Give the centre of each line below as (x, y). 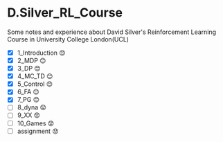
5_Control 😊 (35, 84)
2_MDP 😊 (32, 61)
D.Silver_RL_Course (65, 13)
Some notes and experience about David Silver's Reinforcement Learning (112, 32)
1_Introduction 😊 (41, 53)
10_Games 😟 (36, 123)
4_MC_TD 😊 (35, 76)
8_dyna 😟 (32, 107)
